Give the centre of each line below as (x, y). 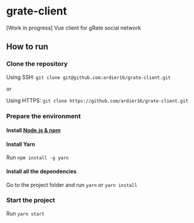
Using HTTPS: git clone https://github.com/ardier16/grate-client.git (97, 100)
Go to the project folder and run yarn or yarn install (72, 184)
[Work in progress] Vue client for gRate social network (74, 28)
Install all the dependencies (42, 171)
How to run (27, 47)
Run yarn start (26, 213)
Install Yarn (21, 144)
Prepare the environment (44, 116)
